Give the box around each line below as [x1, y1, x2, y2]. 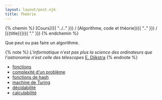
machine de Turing [12, 79, 51, 85]
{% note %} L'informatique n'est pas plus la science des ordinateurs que [5, 49, 153, 55]
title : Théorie [5, 12, 36, 17]
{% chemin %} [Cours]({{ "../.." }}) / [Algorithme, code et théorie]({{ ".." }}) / [5, 25, 158, 31]
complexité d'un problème [12, 69, 65, 75]
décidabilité [12, 84, 36, 90]
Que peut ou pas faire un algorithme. [5, 40, 80, 45]
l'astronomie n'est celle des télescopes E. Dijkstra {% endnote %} [5, 54, 138, 60]
